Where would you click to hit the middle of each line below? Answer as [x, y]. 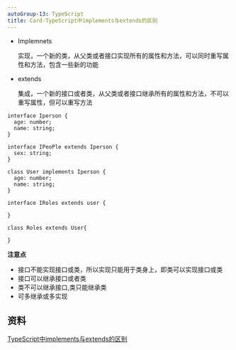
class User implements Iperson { [57, 171]
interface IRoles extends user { [57, 203]
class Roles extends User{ [47, 228]
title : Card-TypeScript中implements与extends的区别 [83, 21]
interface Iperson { [38, 116]
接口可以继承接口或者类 [52, 278]
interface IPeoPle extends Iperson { [63, 147]
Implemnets [35, 41]
